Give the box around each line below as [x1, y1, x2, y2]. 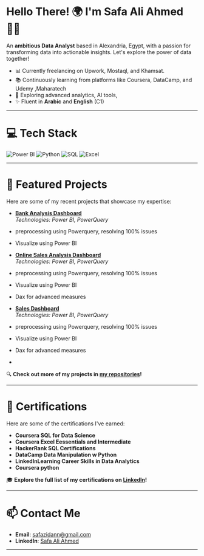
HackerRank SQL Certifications [15, 444, 96, 451]
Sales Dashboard [15, 304, 59, 312]
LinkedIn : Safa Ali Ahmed [15, 537, 79, 544]
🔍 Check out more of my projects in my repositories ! [6, 370, 142, 377]
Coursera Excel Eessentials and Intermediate [15, 438, 131, 445]
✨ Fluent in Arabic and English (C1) [15, 98, 104, 105]
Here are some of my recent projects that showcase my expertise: [6, 197, 172, 205]
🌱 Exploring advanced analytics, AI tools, [15, 91, 118, 98]
